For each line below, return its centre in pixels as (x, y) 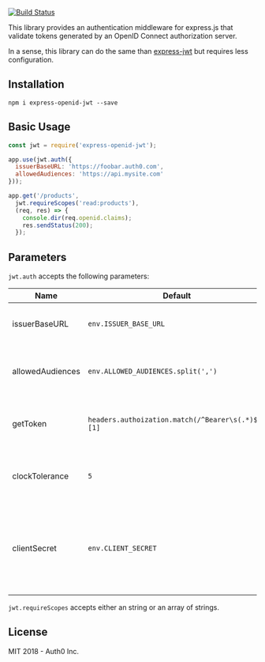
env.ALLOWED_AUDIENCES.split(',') (153, 371)
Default (177, 296)
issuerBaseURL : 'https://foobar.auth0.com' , (90, 167)
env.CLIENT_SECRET (122, 549)
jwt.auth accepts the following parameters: (79, 276)
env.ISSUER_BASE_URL (127, 324)
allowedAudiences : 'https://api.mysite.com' (90, 174)
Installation (36, 84)
